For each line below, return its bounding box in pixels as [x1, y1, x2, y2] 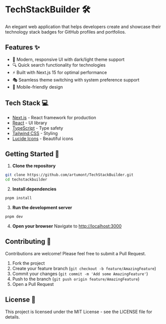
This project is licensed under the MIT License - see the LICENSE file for [5, 309, 152, 315]
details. [5, 314, 20, 320]
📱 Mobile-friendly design [12, 84, 63, 90]
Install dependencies [12, 186, 57, 192]
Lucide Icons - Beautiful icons [12, 136, 73, 141]
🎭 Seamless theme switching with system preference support [12, 77, 140, 83]
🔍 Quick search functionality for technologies [12, 62, 106, 68]
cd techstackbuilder [5, 177, 48, 182]
